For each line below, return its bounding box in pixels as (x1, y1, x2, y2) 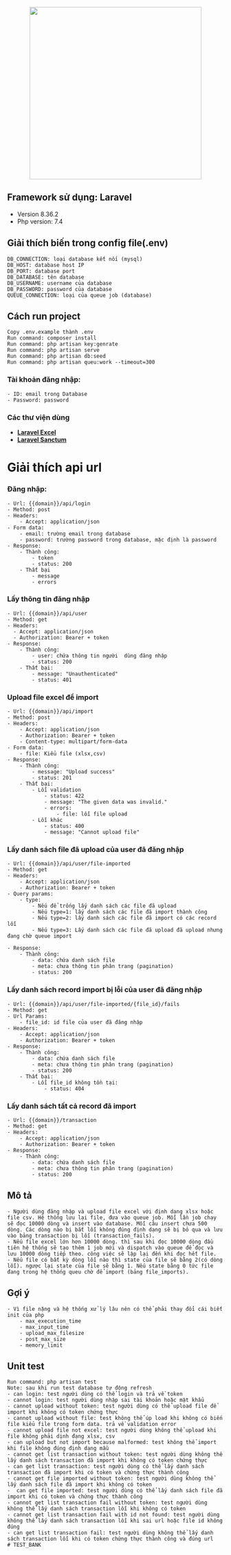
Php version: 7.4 (16, 217, 63, 226)
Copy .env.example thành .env (7, 328, 94, 336)
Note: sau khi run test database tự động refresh (7, 1385, 153, 1391)
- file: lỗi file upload (56, 811, 128, 818)
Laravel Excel (16, 428, 56, 437)
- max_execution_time (19, 1318, 81, 1325)
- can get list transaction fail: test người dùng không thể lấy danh (7, 1529, 214, 1536)
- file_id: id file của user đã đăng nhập (19, 1018, 143, 1026)
